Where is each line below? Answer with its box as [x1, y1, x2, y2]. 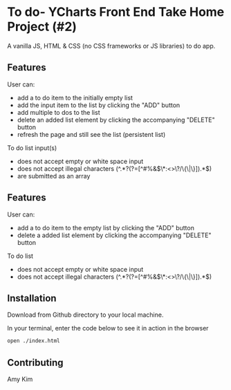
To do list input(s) [7, 143, 57, 152]
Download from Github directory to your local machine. [7, 310, 164, 319]
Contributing [7, 357, 64, 369]
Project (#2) [7, 19, 77, 35]
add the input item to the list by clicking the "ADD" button [17, 101, 181, 109]
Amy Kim [7, 375, 33, 384]
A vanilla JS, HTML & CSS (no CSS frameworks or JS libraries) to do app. [7, 41, 216, 50]
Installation [7, 292, 57, 304]
